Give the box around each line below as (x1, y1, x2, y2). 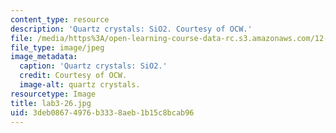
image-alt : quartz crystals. (19, 80, 141, 90)
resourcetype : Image (10, 89, 97, 99)
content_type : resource (10, 14, 110, 25)
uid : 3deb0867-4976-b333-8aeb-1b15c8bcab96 (10, 107, 195, 118)
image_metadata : (10, 52, 78, 62)
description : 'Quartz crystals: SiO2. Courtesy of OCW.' (10, 24, 253, 34)
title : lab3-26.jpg (10, 98, 92, 108)
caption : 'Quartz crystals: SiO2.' (19, 61, 168, 71)
